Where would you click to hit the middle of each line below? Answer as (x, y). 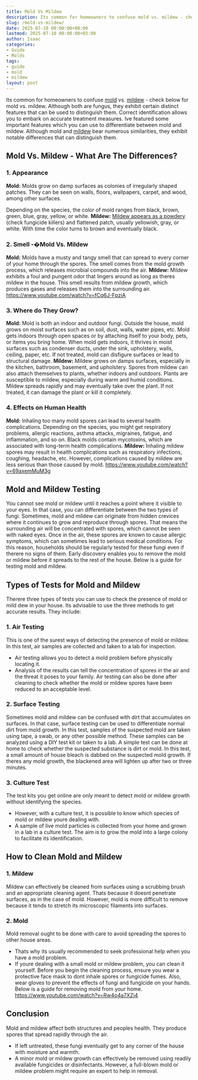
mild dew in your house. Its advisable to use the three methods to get (90, 606)
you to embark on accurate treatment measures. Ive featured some (88, 118)
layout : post (22, 83)
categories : (21, 45)
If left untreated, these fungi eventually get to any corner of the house (99, 1046)
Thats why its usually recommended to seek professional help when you (102, 951)
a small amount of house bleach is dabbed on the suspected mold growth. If (98, 754)
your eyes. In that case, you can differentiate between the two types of (92, 510)
